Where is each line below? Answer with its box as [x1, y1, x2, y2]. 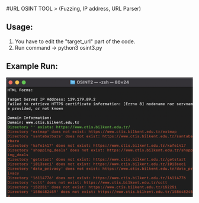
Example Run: [6, 62, 58, 72]
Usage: [6, 22, 34, 32]
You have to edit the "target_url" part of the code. [14, 38, 136, 45]
